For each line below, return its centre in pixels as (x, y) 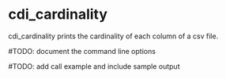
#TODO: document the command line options (82, 51)
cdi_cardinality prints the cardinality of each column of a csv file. (113, 36)
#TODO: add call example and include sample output (94, 66)
